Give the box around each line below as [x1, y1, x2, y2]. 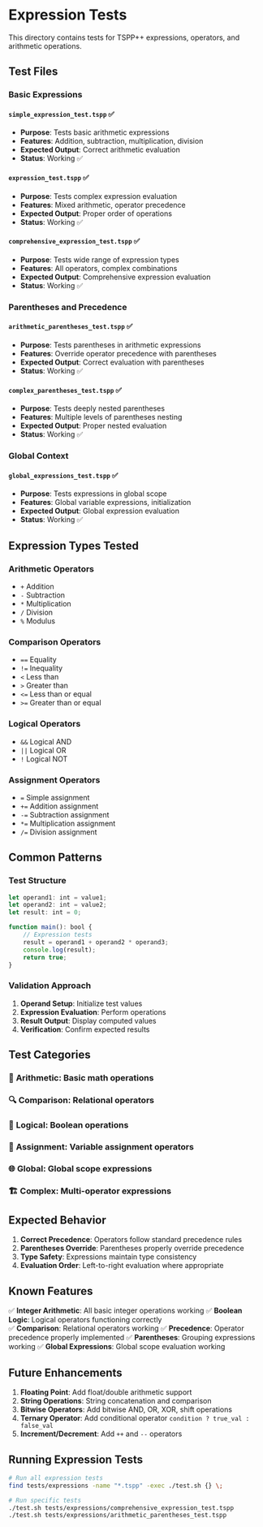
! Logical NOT [19, 753, 68, 764]
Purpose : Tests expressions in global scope [19, 489, 168, 498]
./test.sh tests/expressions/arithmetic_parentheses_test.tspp [8, 1512, 227, 1520]
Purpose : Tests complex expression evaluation [19, 191, 178, 201]
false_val [19, 1422, 54, 1430]
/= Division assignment [19, 826, 97, 837]
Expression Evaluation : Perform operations [19, 1007, 166, 1016]
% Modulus [19, 616, 55, 626]
